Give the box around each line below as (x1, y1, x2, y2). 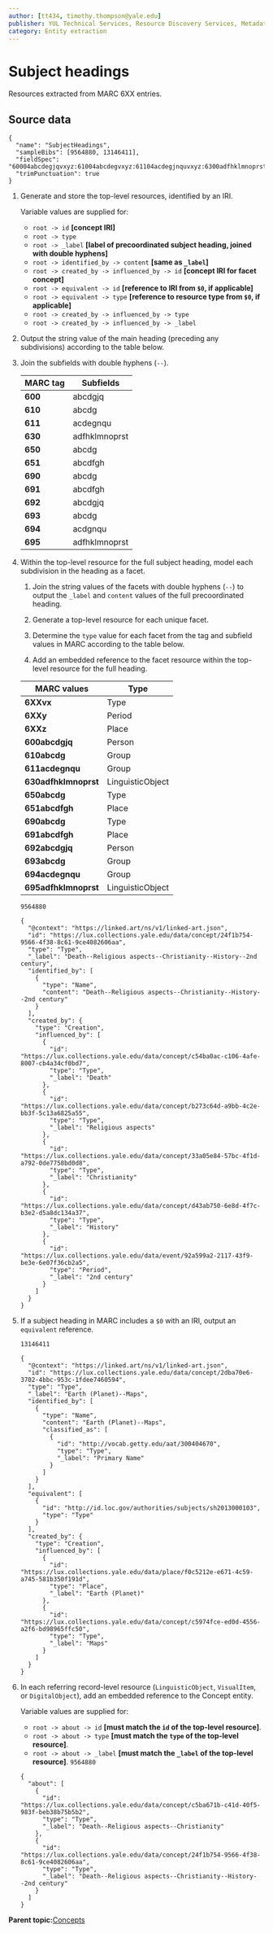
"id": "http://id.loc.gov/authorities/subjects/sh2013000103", (41, 1504, 262, 1512)
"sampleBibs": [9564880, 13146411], (15, 148, 140, 157)
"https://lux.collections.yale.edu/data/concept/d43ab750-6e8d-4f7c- (19, 1202, 262, 1210)
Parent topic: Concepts (8, 1915, 85, 1925)
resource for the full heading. (50, 664, 148, 674)
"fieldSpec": (15, 155, 60, 164)
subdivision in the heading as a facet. (19, 566, 145, 576)
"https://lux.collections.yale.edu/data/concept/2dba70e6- (50, 1369, 253, 1377)
